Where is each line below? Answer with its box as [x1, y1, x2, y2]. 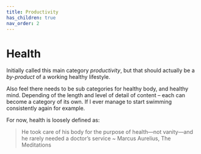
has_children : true [6, 15, 56, 21]
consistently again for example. [6, 105, 86, 112]
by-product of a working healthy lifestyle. [6, 73, 111, 81]
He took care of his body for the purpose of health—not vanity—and [21, 128, 194, 136]
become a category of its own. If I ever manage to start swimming [6, 98, 172, 106]
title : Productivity [6, 9, 59, 15]
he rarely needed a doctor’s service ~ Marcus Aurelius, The [21, 135, 171, 142]
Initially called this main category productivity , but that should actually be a [6, 67, 196, 74]
